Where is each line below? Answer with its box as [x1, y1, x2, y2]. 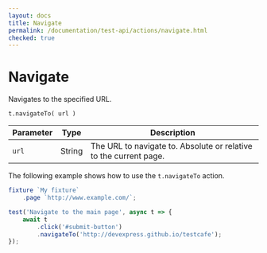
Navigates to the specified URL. [8, 95, 112, 104]
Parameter [12, 127, 53, 138]
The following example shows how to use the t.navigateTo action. [8, 171, 225, 181]
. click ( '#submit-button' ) [37, 223, 123, 231]
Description [149, 127, 196, 138]
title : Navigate [8, 19, 62, 27]
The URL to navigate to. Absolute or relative [90, 141, 253, 152]
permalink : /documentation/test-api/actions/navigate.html [8, 26, 208, 34]
